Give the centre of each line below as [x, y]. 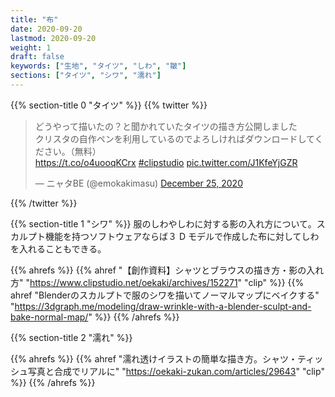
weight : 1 [31, 47]
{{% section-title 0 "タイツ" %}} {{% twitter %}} [109, 105]
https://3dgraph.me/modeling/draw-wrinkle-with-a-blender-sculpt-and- [163, 306]
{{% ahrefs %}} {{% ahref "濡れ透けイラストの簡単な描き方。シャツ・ [154, 358]
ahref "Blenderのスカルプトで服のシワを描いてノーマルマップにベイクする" [165, 295]
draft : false [37, 57]
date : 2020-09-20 [46, 29]
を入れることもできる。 [58, 248]
